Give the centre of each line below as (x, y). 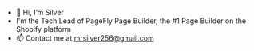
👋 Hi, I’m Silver (40, 12)
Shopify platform (44, 29)
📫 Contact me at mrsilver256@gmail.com (85, 38)
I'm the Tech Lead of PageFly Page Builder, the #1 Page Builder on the (131, 21)
